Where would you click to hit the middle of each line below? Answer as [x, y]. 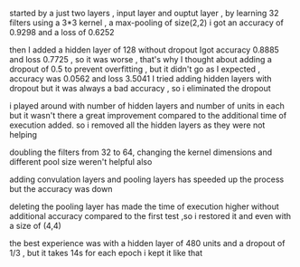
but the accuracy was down [61, 189]
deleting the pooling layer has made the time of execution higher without [145, 206]
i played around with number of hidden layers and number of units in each [147, 106]
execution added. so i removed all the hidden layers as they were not [137, 125]
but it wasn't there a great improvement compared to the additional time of [148, 115]
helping [23, 134]
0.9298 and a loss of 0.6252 [62, 32]
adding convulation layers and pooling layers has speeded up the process [147, 179]
